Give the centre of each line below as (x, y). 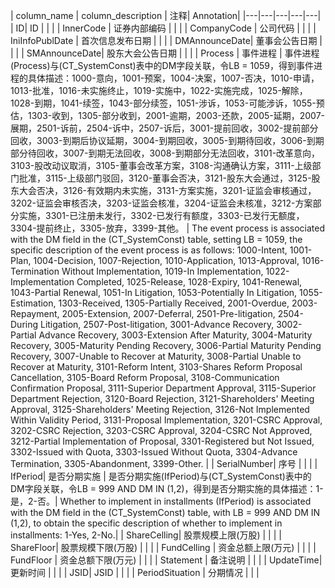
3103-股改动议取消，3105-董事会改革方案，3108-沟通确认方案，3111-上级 (161, 165)
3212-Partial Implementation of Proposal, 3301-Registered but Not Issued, (162, 441)
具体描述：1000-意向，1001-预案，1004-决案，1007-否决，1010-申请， (173, 78)
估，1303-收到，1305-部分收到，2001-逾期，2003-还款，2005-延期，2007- (168, 115)
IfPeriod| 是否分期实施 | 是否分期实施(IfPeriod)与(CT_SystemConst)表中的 (161, 476)
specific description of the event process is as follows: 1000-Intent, (149, 250)
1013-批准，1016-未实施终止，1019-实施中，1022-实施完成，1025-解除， (159, 90)
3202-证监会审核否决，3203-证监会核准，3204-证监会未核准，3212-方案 (161, 203)
